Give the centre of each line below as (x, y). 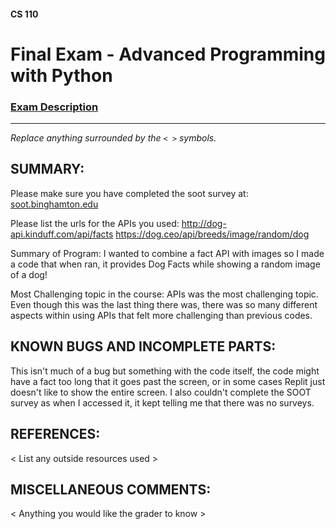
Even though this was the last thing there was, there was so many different (164, 304)
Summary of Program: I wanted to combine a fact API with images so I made (167, 253)
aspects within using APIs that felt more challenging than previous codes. (161, 315)
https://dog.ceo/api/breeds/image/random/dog (212, 234)
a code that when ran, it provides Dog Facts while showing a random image (165, 264)
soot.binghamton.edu (54, 204)
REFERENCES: (55, 434)
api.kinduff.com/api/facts (62, 234)
